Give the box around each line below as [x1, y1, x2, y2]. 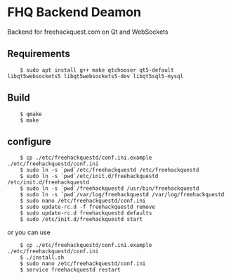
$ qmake [20, 110, 42, 117]
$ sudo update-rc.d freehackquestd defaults [20, 210, 152, 217]
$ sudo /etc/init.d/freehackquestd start [20, 216, 143, 223]
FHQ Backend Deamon [7, 4, 142, 20]
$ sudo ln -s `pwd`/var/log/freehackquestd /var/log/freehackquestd [20, 191, 225, 198]
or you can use [7, 228, 51, 236]
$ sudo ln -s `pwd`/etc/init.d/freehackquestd [20, 173, 159, 180]
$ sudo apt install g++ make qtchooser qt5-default [20, 66, 174, 74]
